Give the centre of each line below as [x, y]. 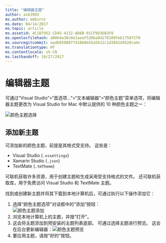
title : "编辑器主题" [25, 10]
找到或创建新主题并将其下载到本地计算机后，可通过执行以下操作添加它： [80, 194]
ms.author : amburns [26, 19]
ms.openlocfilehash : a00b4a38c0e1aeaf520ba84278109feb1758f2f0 [73, 38]
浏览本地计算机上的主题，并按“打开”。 [52, 217]
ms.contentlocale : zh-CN [31, 52]
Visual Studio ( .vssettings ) [41, 155]
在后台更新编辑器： [32, 229]
